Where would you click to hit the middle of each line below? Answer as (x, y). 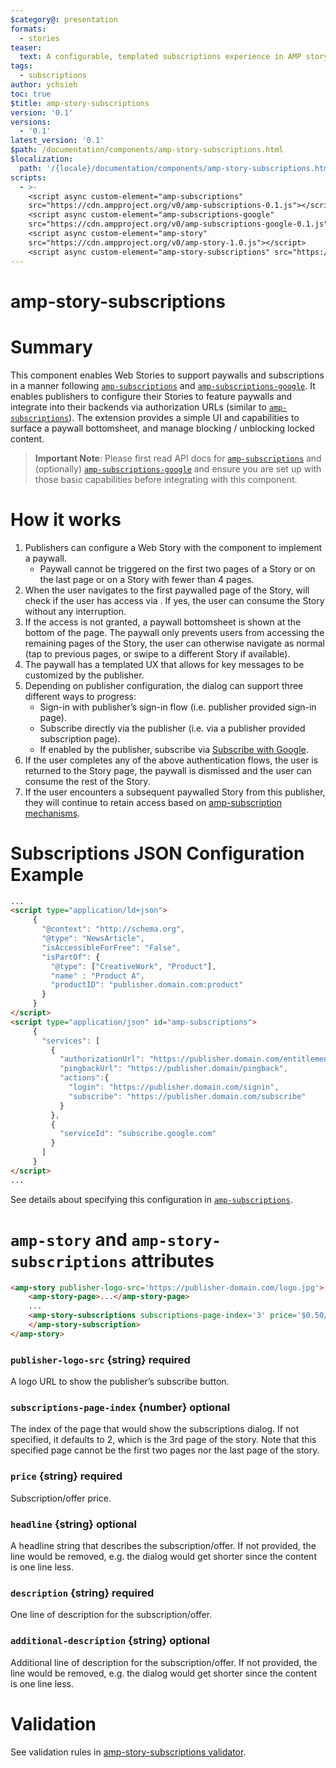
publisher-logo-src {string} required (100, 1359)
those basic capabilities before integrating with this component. (166, 479)
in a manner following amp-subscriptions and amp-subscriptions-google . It (163, 385)
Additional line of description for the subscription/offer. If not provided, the (164, 1662)
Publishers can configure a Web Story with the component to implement (173, 547)
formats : (28, 29)
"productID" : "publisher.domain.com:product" (147, 985)
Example (47, 874)
